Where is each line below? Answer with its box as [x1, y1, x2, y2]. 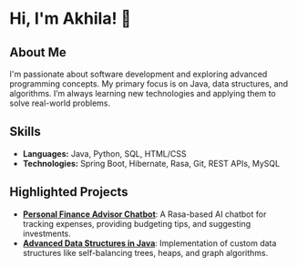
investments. [22, 228, 71, 239]
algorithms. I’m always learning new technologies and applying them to [9, 88, 276, 98]
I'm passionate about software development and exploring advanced [9, 68, 268, 79]
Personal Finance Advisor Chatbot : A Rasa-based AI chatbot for [22, 209, 267, 220]
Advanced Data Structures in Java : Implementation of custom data [22, 237, 277, 249]
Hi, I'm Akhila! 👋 [9, 8, 132, 29]
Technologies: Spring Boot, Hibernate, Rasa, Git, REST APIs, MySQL [22, 158, 281, 169]
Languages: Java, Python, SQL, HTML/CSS [22, 148, 187, 159]
